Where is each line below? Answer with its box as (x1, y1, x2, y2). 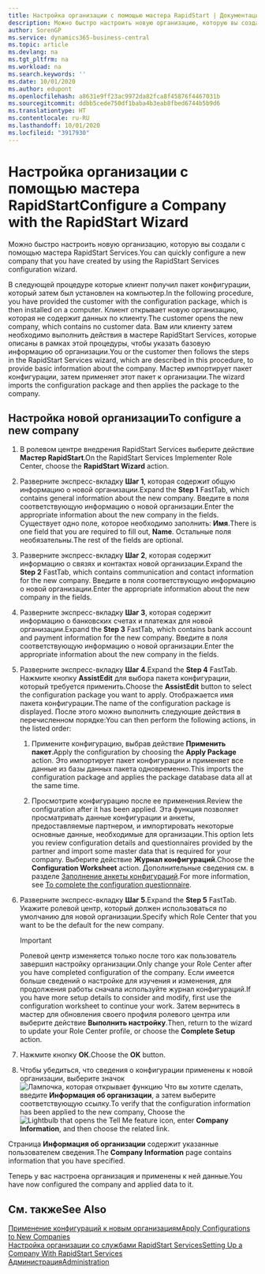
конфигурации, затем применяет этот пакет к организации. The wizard (8, 372, 245, 381)
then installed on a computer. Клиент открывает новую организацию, (8, 304, 239, 314)
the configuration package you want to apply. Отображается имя (19, 690, 234, 700)
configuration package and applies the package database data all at (31, 772, 252, 782)
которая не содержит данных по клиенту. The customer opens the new (8, 313, 244, 323)
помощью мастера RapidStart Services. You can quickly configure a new (8, 248, 246, 257)
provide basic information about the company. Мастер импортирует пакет (8, 364, 252, 373)
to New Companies (8, 1232, 71, 1242)
